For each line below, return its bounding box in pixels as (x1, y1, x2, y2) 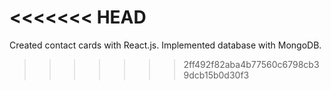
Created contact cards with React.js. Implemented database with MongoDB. (9, 39, 322, 51)
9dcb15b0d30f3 (183, 69, 250, 81)
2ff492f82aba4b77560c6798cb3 (183, 58, 320, 70)
